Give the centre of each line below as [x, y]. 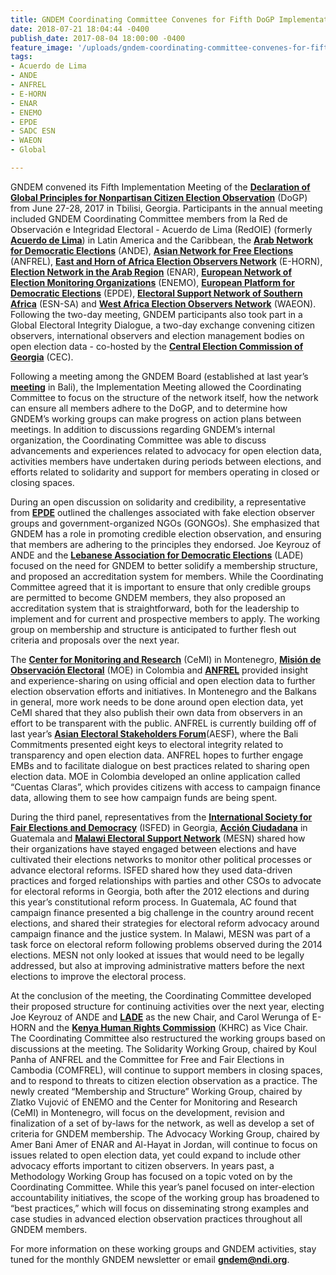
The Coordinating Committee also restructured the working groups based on [168, 1038]
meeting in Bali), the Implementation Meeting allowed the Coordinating [156, 387]
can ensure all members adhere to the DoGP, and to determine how [149, 408]
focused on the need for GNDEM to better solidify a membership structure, [164, 565]
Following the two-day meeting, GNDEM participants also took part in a [156, 314]
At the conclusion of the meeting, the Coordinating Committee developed [161, 995]
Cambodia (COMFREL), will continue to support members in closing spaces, [166, 1070]
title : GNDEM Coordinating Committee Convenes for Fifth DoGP [142, 19]
